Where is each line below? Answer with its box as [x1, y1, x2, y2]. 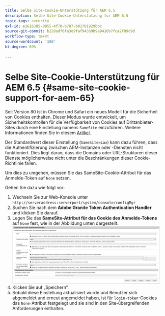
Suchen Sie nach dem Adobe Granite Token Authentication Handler [12, 205, 152, 211]
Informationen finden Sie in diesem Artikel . [5, 130, 91, 136]
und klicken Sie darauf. [12, 210, 59, 215]
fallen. [24, 160, 37, 166]
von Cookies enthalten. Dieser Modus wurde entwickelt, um [5, 114, 126, 120]
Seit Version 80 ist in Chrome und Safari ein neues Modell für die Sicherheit [5, 108, 158, 114]
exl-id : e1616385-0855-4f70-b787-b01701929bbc [5, 24, 102, 29]
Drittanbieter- [126, 119, 154, 125]
